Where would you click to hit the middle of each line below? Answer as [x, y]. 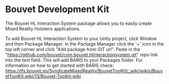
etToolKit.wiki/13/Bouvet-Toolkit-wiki [43, 76]
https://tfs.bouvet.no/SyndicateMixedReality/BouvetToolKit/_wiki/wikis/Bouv [84, 71]
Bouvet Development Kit [57, 9]
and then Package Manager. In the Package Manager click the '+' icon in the [84, 44]
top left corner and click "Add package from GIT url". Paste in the [73, 49]
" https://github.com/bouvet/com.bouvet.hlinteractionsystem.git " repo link [81, 55]
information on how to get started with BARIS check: [60, 65]
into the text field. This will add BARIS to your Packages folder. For [74, 60]
